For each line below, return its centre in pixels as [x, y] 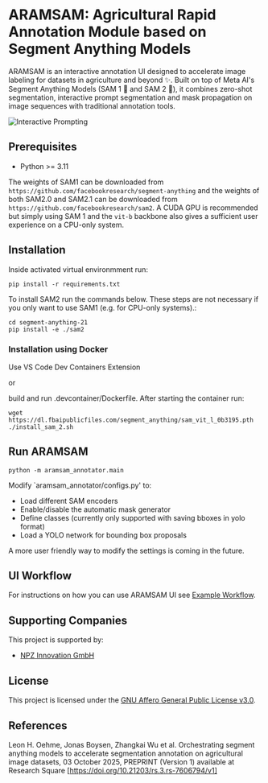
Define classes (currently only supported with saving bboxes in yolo [132, 517]
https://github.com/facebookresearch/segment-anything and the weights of [134, 190]
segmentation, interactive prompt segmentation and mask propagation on [130, 97]
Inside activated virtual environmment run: [78, 269]
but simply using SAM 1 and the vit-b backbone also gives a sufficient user [134, 216]
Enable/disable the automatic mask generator [95, 509]
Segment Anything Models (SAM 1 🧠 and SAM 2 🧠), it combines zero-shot [130, 89]
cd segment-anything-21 [48, 322]
